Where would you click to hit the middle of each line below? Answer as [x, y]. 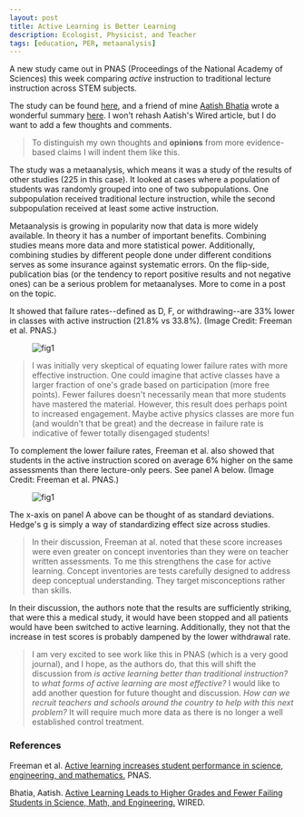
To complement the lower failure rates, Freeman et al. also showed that [142, 451]
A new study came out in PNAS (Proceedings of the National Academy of [146, 69]
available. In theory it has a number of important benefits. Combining [138, 236]
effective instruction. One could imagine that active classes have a [156, 375]
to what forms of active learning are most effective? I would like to [156, 684]
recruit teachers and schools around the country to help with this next [162, 703]
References [35, 745]
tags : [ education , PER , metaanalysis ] [83, 43]
